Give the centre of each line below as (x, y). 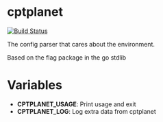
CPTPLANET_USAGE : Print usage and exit (76, 104)
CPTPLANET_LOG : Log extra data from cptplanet (86, 111)
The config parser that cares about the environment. (81, 44)
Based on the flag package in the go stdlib (67, 57)
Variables (35, 85)
